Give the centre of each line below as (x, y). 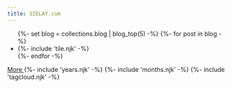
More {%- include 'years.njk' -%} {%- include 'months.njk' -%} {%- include (116, 69)
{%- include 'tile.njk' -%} (53, 48)
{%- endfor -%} (40, 56)
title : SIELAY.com (34, 14)
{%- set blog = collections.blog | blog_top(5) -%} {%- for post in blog (117, 34)
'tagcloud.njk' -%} (34, 77)
